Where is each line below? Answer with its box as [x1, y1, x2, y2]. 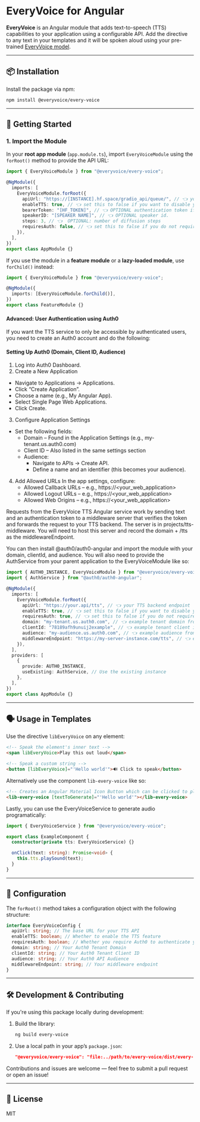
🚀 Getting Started [6, 119, 72, 130]
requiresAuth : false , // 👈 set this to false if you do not [21, 224, 177, 230]
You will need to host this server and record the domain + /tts [37, 527, 188, 534]
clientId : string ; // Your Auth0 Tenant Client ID [11, 950, 140, 956]
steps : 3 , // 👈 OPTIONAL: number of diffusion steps [21, 218, 161, 225]
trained [6, 43, 24, 50]
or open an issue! [6, 1071, 49, 1078]
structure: [6, 911, 30, 918]
